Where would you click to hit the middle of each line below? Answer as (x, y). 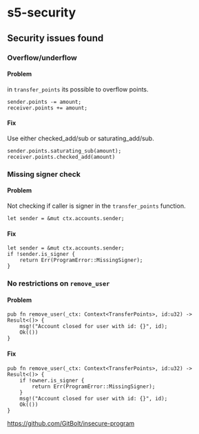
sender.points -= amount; (44, 102)
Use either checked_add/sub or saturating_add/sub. (81, 138)
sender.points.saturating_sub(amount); (64, 151)
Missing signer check (44, 174)
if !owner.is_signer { (52, 380)
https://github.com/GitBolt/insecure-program (71, 423)
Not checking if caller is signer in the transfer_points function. (96, 206)
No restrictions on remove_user (59, 283)
